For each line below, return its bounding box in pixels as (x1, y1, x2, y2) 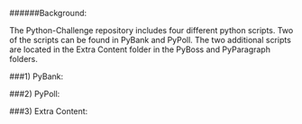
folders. (9, 54, 38, 64)
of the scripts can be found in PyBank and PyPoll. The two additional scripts (9, 35, 291, 45)
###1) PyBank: (9, 71, 64, 82)
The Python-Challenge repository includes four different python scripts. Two (9, 25, 294, 35)
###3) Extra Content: (9, 106, 88, 116)
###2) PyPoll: (9, 89, 60, 99)
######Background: (9, 8, 87, 18)
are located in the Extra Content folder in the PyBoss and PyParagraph (9, 44, 270, 55)
